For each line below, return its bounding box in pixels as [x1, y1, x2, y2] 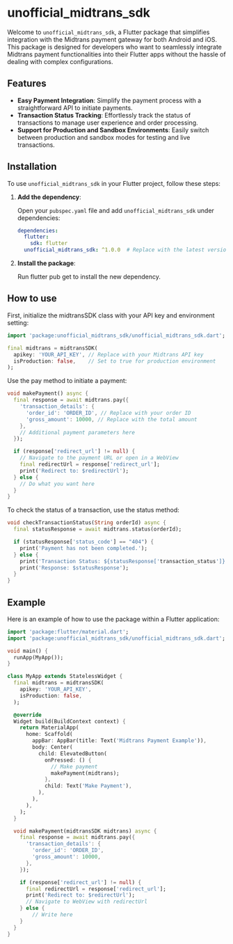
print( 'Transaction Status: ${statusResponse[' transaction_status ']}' [19, 558, 229, 565]
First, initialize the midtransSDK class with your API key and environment [7, 311, 215, 320]
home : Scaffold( [25, 731, 73, 738]
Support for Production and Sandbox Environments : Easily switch [17, 125, 209, 134]
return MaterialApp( [19, 724, 79, 732]
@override [13, 711, 42, 718]
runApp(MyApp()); [13, 654, 64, 661]
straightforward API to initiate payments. [17, 103, 134, 112]
